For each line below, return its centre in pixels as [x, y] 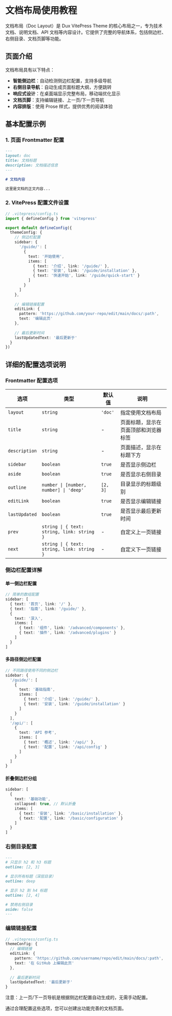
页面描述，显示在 [141, 448]
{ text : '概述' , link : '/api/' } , [60, 742]
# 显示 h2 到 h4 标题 [26, 890]
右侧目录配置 [21, 847]
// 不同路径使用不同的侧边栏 [32, 670]
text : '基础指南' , [37, 690]
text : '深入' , [29, 618]
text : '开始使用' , [46, 256]
